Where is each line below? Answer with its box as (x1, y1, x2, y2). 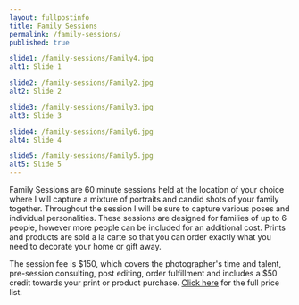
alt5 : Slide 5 (9, 160, 62, 169)
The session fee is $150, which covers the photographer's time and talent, (9, 259, 282, 268)
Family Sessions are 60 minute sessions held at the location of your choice (9, 185, 285, 194)
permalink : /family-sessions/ (9, 29, 122, 38)
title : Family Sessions (9, 21, 98, 30)
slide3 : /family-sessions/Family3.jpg (9, 103, 154, 111)
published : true (9, 37, 70, 47)
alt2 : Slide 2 (9, 87, 62, 95)
